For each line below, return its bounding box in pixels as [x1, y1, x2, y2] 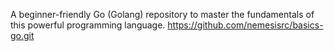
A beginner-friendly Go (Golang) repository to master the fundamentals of [10, 9, 315, 20]
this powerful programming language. [10, 19, 166, 31]
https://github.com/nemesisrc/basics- [167, 19, 324, 31]
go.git [10, 30, 35, 41]
